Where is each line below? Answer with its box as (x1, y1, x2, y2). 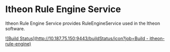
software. (5, 25, 25, 31)
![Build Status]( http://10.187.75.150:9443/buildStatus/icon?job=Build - (5, 35, 149, 41)
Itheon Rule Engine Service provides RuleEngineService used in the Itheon (5, 20, 160, 26)
